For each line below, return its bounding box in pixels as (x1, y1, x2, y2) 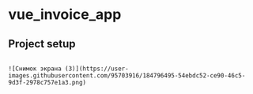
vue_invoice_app (8, 6, 122, 24)
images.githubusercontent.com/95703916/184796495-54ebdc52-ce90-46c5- (8, 72, 246, 80)
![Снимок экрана (8, 65, 62, 73)
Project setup (8, 37, 77, 51)
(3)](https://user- (64, 65, 129, 73)
